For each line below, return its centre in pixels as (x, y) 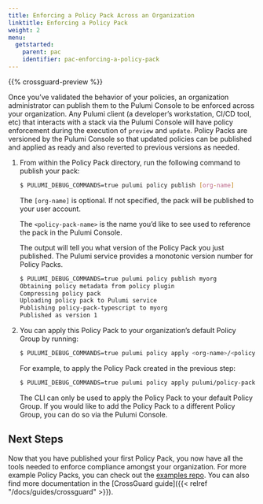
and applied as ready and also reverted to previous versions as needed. (124, 147)
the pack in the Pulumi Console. (71, 232)
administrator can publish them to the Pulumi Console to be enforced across (131, 105)
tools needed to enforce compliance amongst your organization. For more (128, 466)
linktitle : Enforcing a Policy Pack (68, 23)
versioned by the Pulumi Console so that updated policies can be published (130, 139)
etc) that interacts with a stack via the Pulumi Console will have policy (121, 122)
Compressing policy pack (60, 293)
